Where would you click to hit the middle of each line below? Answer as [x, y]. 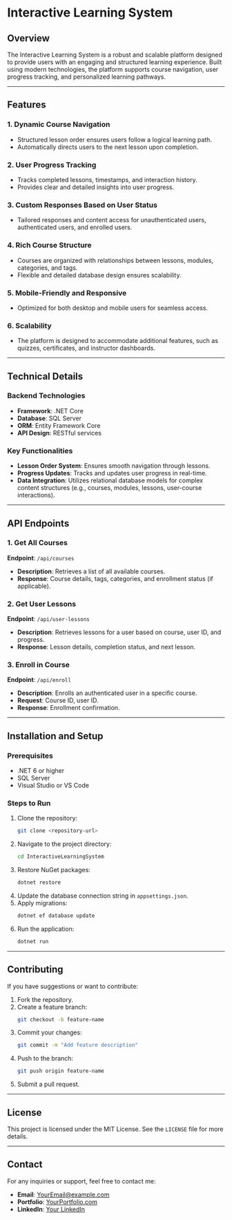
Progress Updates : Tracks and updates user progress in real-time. [112, 473]
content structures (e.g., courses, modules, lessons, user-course [109, 488]
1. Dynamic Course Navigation [59, 124]
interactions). [36, 495]
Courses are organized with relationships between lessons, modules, [115, 260]
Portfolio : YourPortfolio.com [57, 1201]
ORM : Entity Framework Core [59, 425]
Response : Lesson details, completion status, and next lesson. [106, 647]
